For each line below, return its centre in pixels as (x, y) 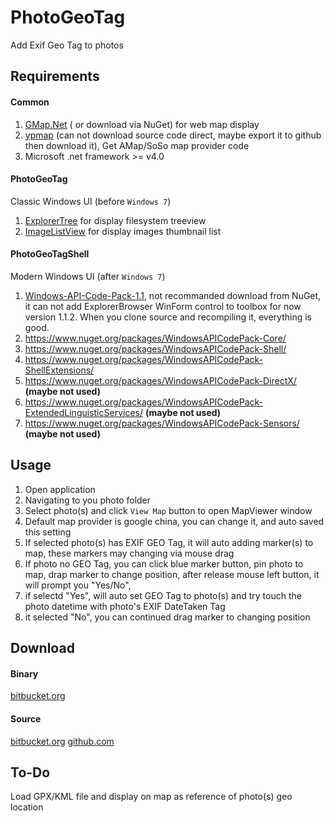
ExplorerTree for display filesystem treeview (115, 220)
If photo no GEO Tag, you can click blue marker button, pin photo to (164, 563)
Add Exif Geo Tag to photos (67, 45)
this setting (48, 532)
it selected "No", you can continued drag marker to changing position (167, 617)
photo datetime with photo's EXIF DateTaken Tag (125, 606)
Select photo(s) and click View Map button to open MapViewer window (168, 510)
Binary (24, 673)
